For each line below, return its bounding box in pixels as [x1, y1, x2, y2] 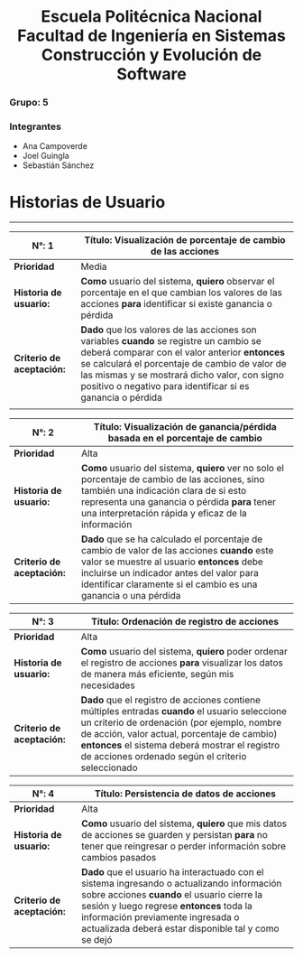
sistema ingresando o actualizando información [80, 878, 282, 890]
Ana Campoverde [22, 141, 88, 152]
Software [116, 64, 187, 85]
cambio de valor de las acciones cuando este [80, 544, 274, 557]
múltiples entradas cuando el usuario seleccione [80, 705, 287, 718]
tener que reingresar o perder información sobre [80, 840, 287, 852]
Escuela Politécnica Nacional [41, 6, 262, 27]
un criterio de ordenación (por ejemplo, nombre [80, 716, 282, 729]
